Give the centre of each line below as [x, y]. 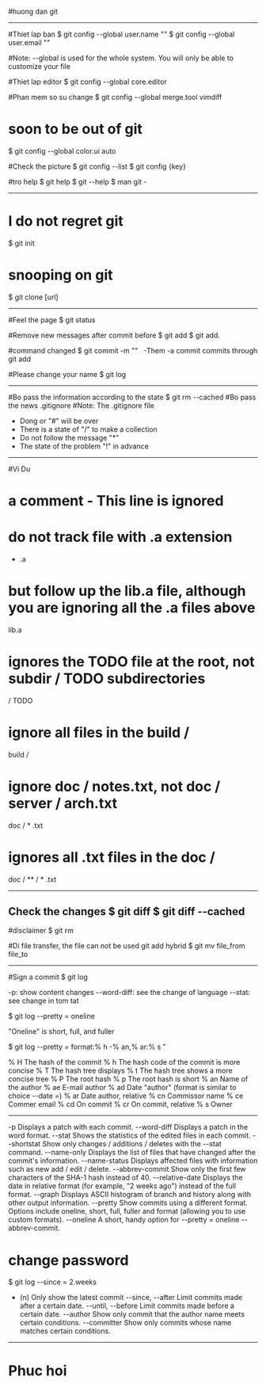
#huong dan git [33, 11]
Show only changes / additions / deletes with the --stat [132, 1144]
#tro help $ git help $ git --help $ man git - [78, 181]
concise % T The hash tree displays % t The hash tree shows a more [120, 1071]
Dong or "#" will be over [59, 421]
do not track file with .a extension [120, 537]
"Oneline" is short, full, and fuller [61, 1031]
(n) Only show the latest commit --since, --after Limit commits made [131, 1298]
